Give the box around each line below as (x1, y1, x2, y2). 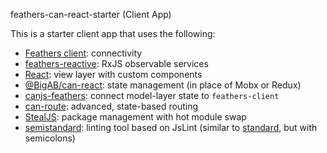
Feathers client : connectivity (24, 47, 143, 59)
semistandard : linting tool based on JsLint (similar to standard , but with (24, 122, 318, 133)
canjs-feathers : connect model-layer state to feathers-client (24, 90, 280, 101)
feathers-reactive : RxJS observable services (24, 58, 209, 69)
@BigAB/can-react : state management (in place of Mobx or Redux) (24, 79, 302, 91)
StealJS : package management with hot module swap (24, 111, 247, 123)
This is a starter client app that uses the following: (10, 28, 216, 39)
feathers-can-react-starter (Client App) (10, 9, 172, 20)
